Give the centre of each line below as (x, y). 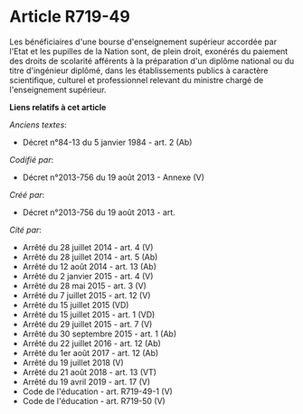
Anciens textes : (38, 125)
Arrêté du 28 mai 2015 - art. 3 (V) (85, 286)
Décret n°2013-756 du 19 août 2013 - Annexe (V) (114, 177)
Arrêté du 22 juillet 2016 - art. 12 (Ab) (91, 343)
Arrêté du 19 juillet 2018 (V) (73, 362)
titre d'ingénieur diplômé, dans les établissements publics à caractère (139, 71)
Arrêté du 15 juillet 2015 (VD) (76, 305)
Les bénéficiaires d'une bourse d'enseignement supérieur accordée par (143, 42)
